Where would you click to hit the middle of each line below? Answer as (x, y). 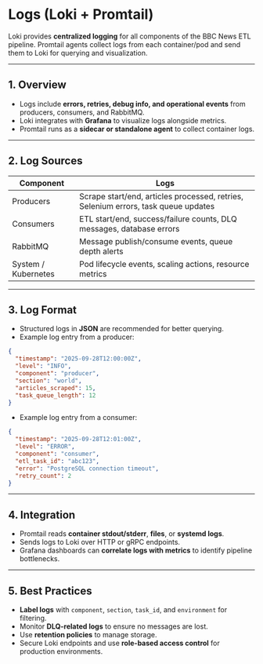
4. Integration (42, 514)
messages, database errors (130, 228)
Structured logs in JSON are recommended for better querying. (122, 329)
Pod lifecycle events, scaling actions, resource (164, 264)
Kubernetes (33, 274)
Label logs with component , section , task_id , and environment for (123, 609)
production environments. (61, 651)
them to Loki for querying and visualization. (78, 53)
